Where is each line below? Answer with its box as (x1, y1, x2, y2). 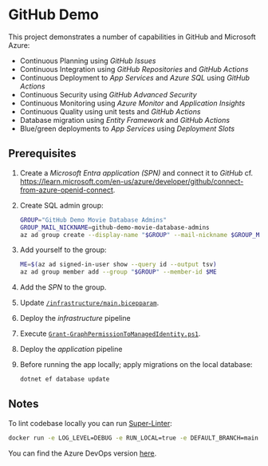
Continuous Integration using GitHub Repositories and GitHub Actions (19, 64, 249, 73)
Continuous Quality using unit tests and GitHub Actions (19, 106, 201, 116)
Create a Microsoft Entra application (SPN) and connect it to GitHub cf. (19, 168, 254, 177)
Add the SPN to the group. (19, 282, 107, 292)
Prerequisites (8, 147, 77, 160)
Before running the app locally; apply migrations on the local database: (19, 360, 253, 369)
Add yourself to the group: (19, 245, 107, 255)
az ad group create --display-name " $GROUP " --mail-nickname (19, 231, 228, 239)
